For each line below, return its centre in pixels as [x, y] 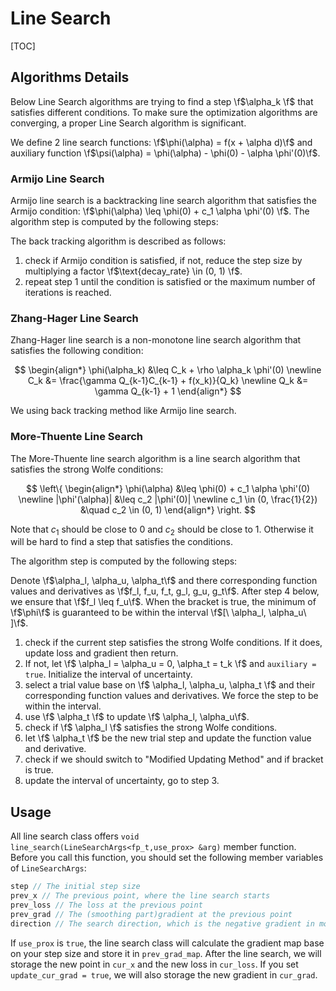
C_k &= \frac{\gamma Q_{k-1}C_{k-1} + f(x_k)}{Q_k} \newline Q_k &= [168, 381]
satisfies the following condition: [77, 351]
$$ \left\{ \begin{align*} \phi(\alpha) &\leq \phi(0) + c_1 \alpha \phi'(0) [168, 488]
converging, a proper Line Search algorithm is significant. [128, 123]
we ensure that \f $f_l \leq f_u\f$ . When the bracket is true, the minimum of [163, 602]
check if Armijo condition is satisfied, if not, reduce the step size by [163, 261]
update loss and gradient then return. [101, 653]
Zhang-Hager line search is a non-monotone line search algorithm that [156, 340]
